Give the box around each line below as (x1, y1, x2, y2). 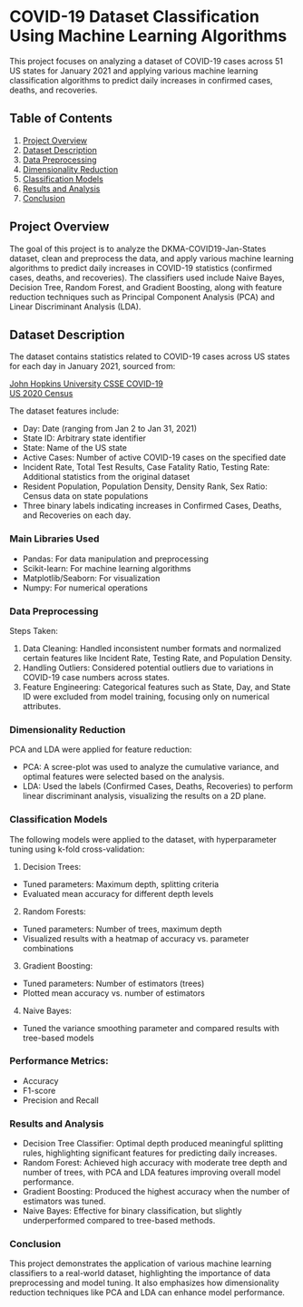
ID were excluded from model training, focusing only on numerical (22, 691, 270, 702)
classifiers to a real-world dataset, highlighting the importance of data (9, 1268, 270, 1279)
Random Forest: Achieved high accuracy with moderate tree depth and (22, 1157, 288, 1168)
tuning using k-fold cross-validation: (9, 844, 145, 854)
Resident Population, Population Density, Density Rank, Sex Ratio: (22, 481, 268, 492)
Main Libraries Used (9, 532, 100, 545)
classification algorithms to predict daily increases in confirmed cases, (9, 74, 274, 85)
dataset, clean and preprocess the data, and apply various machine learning (9, 252, 295, 264)
